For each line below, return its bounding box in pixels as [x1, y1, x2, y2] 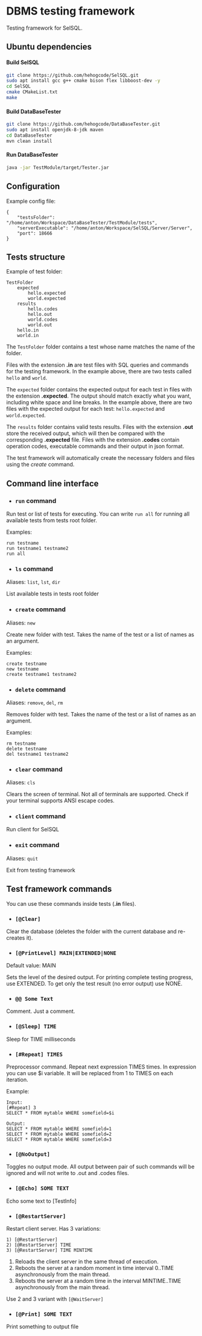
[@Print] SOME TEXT [14, 1311, 72, 1317]
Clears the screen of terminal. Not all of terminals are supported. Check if [6, 791, 189, 798]
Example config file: [6, 197, 56, 205]
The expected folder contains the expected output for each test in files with [6, 386, 192, 393]
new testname [6, 666, 39, 672]
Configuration [6, 182, 60, 192]
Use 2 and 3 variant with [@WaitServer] [6, 1295, 104, 1302]
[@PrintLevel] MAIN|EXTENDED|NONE [14, 949, 116, 957]
